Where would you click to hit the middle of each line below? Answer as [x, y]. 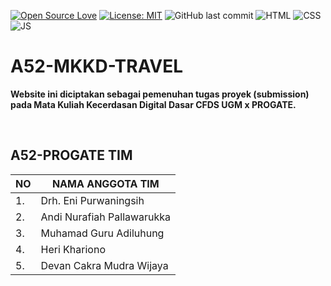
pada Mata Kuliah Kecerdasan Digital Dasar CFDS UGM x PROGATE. [153, 104]
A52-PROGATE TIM [71, 155]
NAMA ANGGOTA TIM [105, 183]
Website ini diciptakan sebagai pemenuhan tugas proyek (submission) [160, 94]
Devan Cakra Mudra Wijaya [104, 265]
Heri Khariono [73, 249]
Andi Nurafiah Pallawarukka [106, 217]
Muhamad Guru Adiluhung [102, 233]
